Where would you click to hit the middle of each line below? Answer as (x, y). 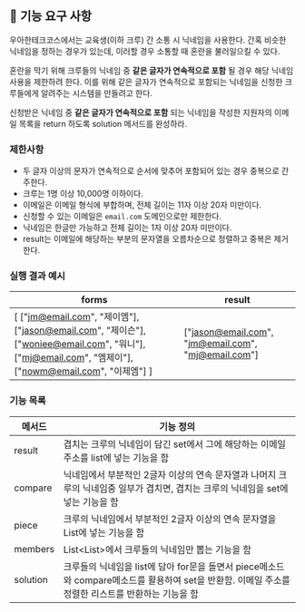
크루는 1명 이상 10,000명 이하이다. (83, 194)
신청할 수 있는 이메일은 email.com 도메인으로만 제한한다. (122, 217)
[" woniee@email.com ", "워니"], (80, 345)
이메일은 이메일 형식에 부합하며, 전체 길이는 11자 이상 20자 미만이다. (142, 205)
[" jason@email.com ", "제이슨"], (80, 331)
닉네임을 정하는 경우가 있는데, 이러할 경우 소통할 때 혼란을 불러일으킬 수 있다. (145, 51)
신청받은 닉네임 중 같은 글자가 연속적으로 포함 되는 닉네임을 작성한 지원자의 (141, 112)
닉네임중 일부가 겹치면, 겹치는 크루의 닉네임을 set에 (185, 488)
